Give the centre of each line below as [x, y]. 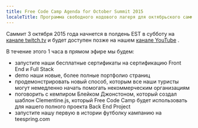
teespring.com [32, 119]
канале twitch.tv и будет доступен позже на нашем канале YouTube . [93, 40]
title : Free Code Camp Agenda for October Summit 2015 [75, 11]
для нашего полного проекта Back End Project [72, 106]
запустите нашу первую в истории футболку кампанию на [88, 113]
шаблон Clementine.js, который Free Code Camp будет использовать [101, 100]
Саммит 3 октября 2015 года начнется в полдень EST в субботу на [90, 33]
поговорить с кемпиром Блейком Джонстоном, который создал [96, 94]
